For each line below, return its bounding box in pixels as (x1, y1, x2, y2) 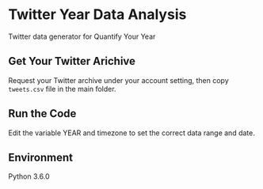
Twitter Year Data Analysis (8, 6, 187, 24)
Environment (8, 150, 74, 164)
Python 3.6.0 (8, 172, 50, 181)
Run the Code (8, 107, 77, 120)
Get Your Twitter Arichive (8, 55, 136, 68)
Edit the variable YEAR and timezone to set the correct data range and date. (8, 128, 255, 138)
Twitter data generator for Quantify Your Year (8, 32, 156, 41)
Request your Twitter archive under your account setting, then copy (8, 75, 230, 85)
